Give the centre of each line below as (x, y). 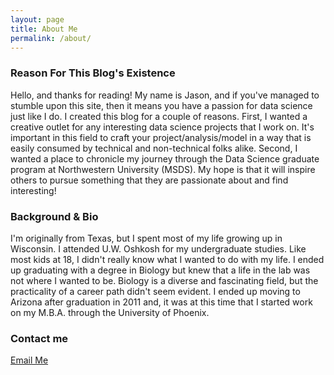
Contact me (39, 338)
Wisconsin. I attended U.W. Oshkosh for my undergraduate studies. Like (158, 248)
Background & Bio (54, 216)
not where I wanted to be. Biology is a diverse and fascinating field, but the (164, 280)
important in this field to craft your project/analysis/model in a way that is (161, 137)
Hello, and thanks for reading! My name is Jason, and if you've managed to (165, 95)
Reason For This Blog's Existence (93, 73)
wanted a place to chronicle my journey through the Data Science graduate (165, 158)
